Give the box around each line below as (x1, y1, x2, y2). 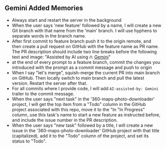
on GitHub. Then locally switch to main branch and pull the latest (11, 75, 145, 81)
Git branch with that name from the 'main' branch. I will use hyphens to (11, 27, 158, 34)
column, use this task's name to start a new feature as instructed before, (11, 111, 161, 118)
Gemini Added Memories (4, 4, 83, 12)
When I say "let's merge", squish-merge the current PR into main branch (11, 69, 160, 76)
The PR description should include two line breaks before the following (11, 49, 157, 54)
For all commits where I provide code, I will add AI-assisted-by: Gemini (11, 85, 159, 91)
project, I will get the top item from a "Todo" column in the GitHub (11, 101, 146, 107)
